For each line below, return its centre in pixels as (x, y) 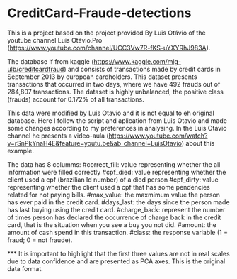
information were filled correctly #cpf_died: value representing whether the (117, 172)
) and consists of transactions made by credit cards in (142, 69)
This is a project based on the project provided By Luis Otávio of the (107, 33)
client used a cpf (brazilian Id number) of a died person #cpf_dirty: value (113, 180)
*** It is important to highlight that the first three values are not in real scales (118, 253)
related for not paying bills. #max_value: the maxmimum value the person (114, 195)
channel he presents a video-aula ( (58, 136)
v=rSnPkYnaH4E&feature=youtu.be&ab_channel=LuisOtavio (95, 143)
